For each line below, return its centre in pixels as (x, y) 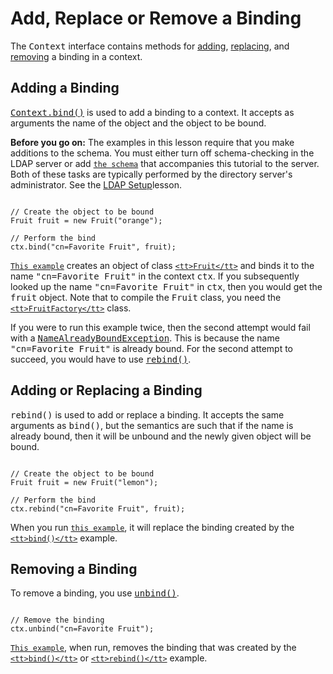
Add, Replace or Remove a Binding (156, 18)
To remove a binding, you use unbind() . (95, 593)
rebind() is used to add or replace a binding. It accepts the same (147, 414)
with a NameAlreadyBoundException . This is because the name (145, 338)
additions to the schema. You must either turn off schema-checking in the (162, 153)
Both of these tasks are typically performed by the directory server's (151, 174)
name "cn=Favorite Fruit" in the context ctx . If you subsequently (155, 276)
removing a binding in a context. (76, 56)
